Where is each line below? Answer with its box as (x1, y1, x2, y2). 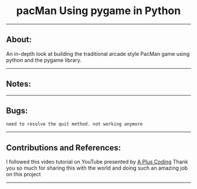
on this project (6, 171, 41, 178)
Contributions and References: (6, 143, 121, 153)
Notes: (6, 79, 31, 89)
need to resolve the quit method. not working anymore (6, 122, 143, 127)
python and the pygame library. (6, 56, 82, 63)
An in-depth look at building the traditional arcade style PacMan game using (6, 50, 190, 57)
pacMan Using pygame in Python (16, 4, 181, 18)
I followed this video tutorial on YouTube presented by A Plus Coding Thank (6, 158, 189, 166)
